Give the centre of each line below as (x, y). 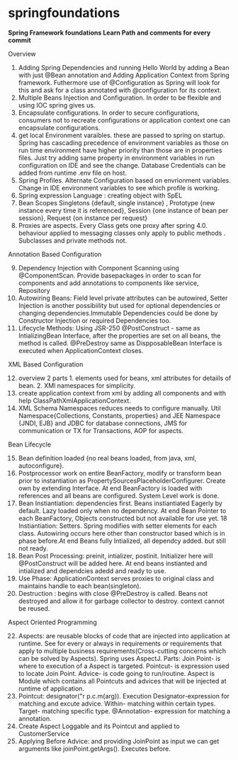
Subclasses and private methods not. (73, 240)
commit (19, 40)
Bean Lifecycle (30, 444)
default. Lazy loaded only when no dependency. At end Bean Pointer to (122, 510)
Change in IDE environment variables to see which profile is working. (119, 188)
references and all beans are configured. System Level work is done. (119, 495)
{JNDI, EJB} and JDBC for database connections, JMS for (103, 423)
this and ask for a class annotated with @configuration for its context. (120, 90)
